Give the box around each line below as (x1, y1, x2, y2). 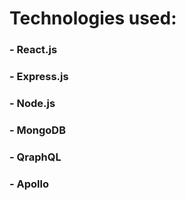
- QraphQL (9, 150, 62, 164)
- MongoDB (9, 123, 66, 137)
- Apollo (9, 177, 49, 191)
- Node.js (9, 96, 56, 110)
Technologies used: (9, 7, 177, 30)
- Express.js (9, 70, 69, 84)
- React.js (9, 43, 58, 57)
